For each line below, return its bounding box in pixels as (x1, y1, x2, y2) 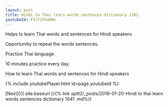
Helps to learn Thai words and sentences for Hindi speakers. (5, 31, 133, 37)
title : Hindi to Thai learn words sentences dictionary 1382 (5, 12, 139, 17)
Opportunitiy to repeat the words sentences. (5, 41, 99, 47)
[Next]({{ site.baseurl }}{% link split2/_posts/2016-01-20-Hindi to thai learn (5, 91, 163, 97)
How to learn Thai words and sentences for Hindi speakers (5, 71, 130, 77)
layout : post (5, 7, 33, 13)
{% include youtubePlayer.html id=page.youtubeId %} (5, 80, 119, 87)
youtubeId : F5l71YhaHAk (5, 17, 56, 22)
